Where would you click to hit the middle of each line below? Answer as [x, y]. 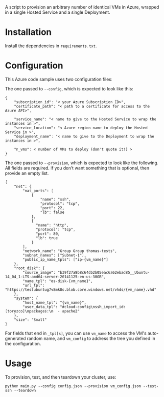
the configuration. [23, 343]
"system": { [26, 298]
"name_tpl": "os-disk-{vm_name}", [58, 281]
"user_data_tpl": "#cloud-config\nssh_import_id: [74, 307]
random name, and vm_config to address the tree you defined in [91, 338]
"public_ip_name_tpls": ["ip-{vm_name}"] [66, 259]
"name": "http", [52, 225]
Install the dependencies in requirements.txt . [51, 46]
